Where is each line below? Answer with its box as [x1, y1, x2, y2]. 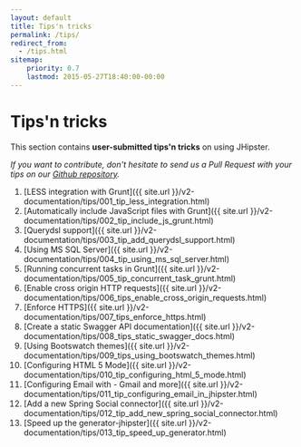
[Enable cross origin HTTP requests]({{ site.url [23, 282, 198, 293]
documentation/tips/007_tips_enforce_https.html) [23, 311, 207, 322]
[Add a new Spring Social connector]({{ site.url [23, 398, 199, 409]
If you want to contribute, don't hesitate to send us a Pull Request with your [10, 159, 293, 170]
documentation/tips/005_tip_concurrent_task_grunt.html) [23, 273, 237, 284]
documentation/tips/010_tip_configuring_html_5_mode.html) [23, 369, 248, 380]
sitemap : [10, 55, 44, 64]
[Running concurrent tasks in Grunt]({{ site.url [23, 263, 196, 274]
